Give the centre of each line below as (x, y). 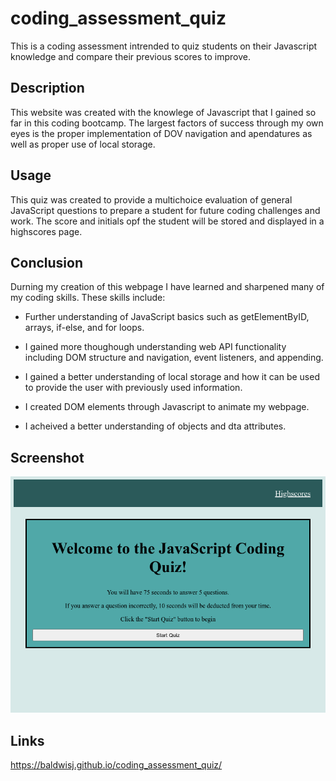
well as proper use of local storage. (83, 144)
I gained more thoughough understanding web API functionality (155, 347)
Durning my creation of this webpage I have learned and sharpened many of (167, 287)
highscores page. (46, 231)
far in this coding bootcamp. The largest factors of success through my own (167, 123)
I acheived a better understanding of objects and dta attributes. (155, 426)
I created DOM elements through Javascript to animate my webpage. (167, 407)
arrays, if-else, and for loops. (84, 328)
